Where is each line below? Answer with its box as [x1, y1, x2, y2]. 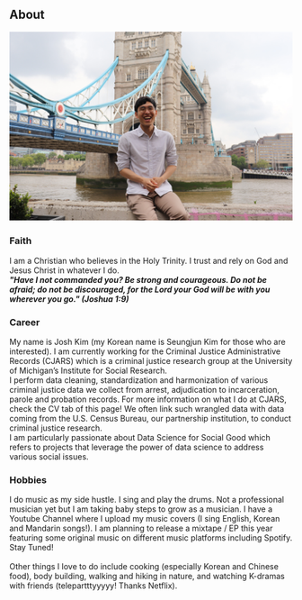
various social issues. [9, 451, 89, 462]
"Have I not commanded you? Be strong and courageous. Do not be [9, 274, 268, 285]
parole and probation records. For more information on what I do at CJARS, [9, 394, 288, 405]
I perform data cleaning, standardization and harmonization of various [9, 375, 269, 386]
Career [9, 315, 40, 328]
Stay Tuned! [9, 542, 54, 553]
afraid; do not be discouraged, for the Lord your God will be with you [9, 284, 271, 295]
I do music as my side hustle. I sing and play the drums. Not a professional [9, 495, 285, 505]
